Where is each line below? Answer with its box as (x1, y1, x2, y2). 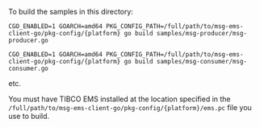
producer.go (8, 36, 48, 44)
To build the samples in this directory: (8, 7, 133, 16)
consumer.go (8, 64, 48, 72)
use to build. (8, 112, 50, 121)
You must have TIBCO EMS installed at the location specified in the (8, 94, 232, 104)
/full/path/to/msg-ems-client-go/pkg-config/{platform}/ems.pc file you (8, 103, 252, 112)
